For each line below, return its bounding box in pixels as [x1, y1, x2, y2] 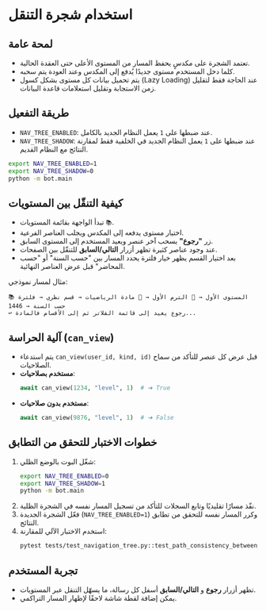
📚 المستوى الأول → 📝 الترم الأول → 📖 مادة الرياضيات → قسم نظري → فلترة [8, 294, 249, 302]
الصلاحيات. [19, 360, 51, 370]
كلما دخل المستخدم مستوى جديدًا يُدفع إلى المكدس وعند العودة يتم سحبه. [19, 67, 235, 76]
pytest [19, 542, 42, 550]
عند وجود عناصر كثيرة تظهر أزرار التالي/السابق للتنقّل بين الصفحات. [19, 244, 218, 255]
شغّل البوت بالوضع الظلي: [19, 456, 97, 466]
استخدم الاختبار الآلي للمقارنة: [19, 526, 107, 536]
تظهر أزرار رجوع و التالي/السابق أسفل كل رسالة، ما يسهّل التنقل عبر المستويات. [19, 585, 256, 594]
